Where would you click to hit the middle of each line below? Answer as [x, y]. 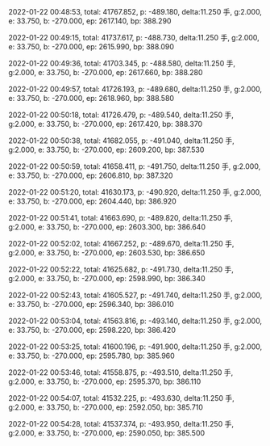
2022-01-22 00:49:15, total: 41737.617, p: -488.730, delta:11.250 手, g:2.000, [134, 38]
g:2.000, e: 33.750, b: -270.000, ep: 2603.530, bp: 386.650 [107, 252]
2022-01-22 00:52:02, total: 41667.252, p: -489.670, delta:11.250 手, [121, 244]
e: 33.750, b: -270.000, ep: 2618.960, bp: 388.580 [91, 98]
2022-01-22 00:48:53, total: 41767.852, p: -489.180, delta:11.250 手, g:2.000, [135, 12]
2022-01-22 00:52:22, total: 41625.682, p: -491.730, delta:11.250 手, [121, 269]
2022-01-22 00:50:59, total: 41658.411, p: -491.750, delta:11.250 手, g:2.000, [135, 166]
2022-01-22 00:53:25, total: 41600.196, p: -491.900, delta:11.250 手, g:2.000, [135, 347]
